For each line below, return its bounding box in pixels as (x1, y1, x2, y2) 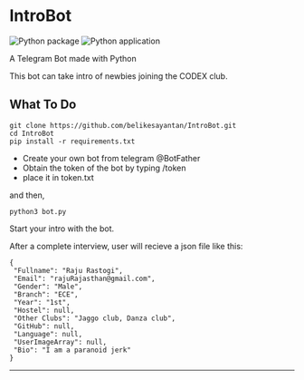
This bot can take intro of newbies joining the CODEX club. (9, 70, 228, 82)
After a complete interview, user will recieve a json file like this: (9, 240, 243, 251)
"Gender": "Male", (13, 282, 83, 291)
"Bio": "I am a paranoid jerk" (13, 346, 131, 355)
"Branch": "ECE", (13, 289, 79, 299)
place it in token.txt (22, 171, 94, 182)
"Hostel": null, (13, 306, 75, 315)
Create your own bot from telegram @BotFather (22, 152, 201, 163)
